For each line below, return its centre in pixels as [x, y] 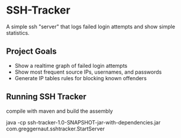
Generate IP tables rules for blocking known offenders [80, 78]
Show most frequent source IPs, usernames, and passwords [88, 72]
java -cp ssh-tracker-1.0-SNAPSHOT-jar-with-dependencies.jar [83, 122]
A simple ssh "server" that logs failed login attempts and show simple [91, 27]
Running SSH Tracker [46, 97]
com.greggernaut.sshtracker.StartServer [56, 129]
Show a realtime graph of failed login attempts [71, 65]
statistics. [18, 32]
